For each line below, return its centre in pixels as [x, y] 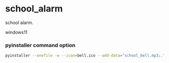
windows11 [16, 32]
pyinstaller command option [40, 45]
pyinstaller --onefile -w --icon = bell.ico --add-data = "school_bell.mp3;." [85, 55]
